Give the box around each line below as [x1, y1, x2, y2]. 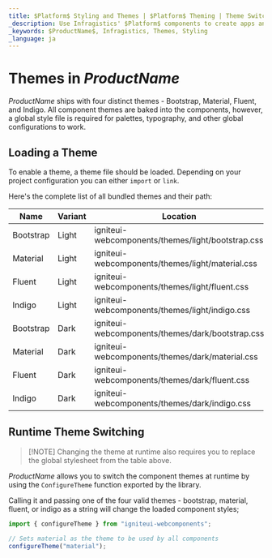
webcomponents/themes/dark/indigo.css [94, 398, 252, 409]
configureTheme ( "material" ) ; [8, 542, 107, 550]
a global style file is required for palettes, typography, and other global [8, 114, 244, 123]
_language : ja [8, 34, 57, 43]
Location [161, 211, 197, 221]
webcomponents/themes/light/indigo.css [94, 305, 251, 315]
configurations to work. [8, 122, 87, 132]
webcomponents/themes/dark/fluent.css [94, 375, 249, 385]
